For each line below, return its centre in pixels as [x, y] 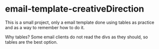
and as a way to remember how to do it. [45, 27]
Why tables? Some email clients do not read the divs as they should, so [77, 37]
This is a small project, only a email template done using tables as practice [80, 22]
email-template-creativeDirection [75, 9]
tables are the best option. [31, 42]
